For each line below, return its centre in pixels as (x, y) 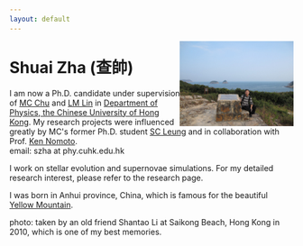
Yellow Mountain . (41, 205)
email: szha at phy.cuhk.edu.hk (67, 150)
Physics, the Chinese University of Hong (84, 112)
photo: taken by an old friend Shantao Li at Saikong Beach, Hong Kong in (145, 222)
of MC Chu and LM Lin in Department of (84, 103)
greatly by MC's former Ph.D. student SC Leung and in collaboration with (144, 132)
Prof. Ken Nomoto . (44, 141)
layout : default (40, 19)
